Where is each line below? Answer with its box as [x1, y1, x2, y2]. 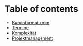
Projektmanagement [11, 35, 53, 41]
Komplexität [11, 30, 37, 36]
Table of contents [4, 3, 79, 15]
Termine [11, 24, 29, 30]
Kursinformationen [11, 20, 50, 25]
